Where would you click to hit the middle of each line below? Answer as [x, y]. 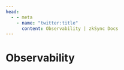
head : [12, 12]
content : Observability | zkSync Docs [70, 28]
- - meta [22, 17]
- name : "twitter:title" [47, 23]
